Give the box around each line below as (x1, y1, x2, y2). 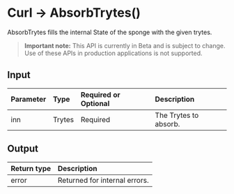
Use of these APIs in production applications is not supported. (24, 49, 203, 57)
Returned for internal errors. (58, 175, 149, 185)
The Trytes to (155, 110, 199, 120)
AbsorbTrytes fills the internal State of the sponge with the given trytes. (7, 28, 212, 36)
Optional (80, 98, 110, 108)
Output (7, 143, 38, 155)
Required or (80, 89, 120, 99)
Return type (10, 163, 52, 173)
